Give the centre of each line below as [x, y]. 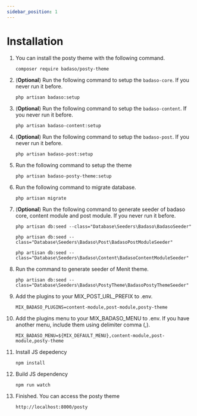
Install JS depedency [41, 352]
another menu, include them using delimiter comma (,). [83, 325]
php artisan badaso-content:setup [58, 126]
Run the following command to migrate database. [76, 187]
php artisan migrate [41, 198]
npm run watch [33, 385]
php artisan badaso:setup [47, 97]
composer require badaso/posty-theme [62, 69]
